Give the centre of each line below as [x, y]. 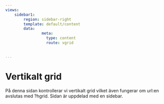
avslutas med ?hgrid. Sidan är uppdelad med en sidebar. [64, 96]
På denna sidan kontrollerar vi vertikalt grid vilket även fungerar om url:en [82, 90]
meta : [47, 33]
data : [29, 29]
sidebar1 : [25, 15]
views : [12, 10]
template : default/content [52, 24]
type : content [61, 38]
